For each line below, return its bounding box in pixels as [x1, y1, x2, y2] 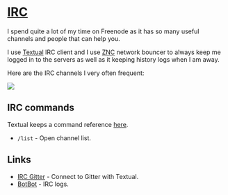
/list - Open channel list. [17, 133, 92, 142]
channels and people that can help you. [7, 34, 120, 42]
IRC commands [7, 102, 75, 114]
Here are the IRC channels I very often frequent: [7, 69, 145, 77]
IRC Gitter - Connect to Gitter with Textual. [17, 172, 139, 180]
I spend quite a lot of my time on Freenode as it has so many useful [7, 27, 199, 35]
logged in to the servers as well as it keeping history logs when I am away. [7, 55, 220, 63]
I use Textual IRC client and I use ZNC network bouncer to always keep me [7, 48, 221, 56]
